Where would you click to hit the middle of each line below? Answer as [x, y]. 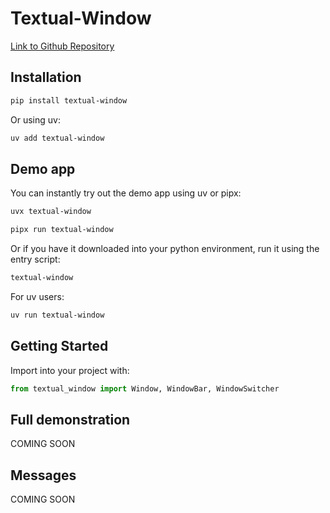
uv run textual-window [57, 315]
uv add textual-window [57, 138]
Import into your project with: [70, 370]
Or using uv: [35, 119]
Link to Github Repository [62, 46]
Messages [43, 475]
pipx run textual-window [62, 230]
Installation [46, 77]
